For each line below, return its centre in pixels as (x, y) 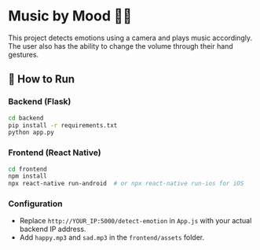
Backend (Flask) (40, 101)
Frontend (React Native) (55, 153)
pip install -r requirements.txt (63, 125)
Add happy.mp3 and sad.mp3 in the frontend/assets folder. (112, 237)
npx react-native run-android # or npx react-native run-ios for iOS (126, 184)
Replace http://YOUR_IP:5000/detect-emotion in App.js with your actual (135, 221)
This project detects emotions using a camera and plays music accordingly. (130, 38)
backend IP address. (53, 229)
